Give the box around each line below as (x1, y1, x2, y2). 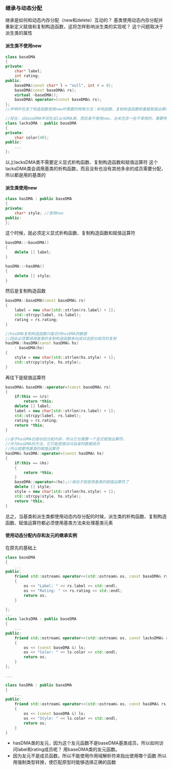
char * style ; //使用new (14, 210, 64, 216)
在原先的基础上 (5, 544, 37, 551)
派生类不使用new (5, 42, 42, 49)
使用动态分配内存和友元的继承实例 (5, 532, 77, 539)
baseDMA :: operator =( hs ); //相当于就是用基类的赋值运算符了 (14, 480, 130, 485)
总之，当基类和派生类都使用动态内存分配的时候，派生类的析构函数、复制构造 (5, 513, 167, 519)
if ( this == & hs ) (14, 460, 50, 465)
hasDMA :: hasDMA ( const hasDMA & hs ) (5, 340, 79, 346)
